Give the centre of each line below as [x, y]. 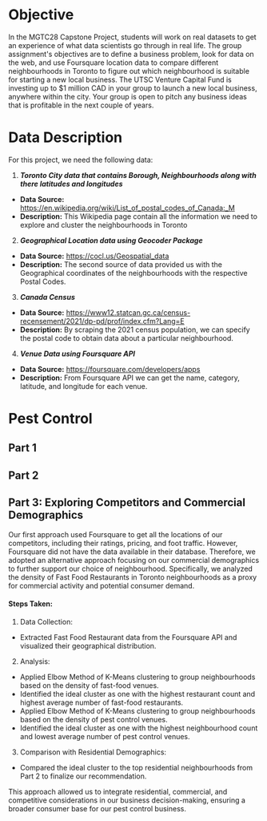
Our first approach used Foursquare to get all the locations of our [116, 534]
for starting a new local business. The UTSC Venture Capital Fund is [120, 79]
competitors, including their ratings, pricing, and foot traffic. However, [123, 543]
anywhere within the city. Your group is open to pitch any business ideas [128, 96]
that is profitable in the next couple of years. [81, 105]
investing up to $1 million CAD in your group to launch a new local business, [133, 88]
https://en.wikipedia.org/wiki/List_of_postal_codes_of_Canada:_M [128, 208]
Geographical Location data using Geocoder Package [111, 240]
